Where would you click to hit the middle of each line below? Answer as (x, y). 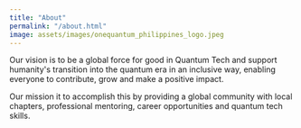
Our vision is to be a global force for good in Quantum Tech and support (143, 60)
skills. (20, 116)
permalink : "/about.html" (58, 26)
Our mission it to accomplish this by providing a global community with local (151, 96)
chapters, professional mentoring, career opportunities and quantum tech (146, 106)
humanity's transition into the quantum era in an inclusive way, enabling (142, 69)
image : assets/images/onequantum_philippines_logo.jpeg (117, 34)
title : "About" (38, 18)
